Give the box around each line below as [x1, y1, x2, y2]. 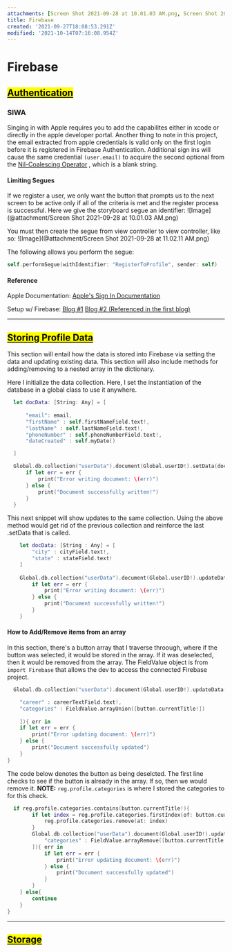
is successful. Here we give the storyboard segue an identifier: [7, 206, 186, 215]
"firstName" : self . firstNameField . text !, [25, 418, 150, 425]
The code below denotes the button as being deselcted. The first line [7, 769, 204, 777]
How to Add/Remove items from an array [7, 628, 126, 637]
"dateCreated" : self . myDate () [25, 438, 116, 444]
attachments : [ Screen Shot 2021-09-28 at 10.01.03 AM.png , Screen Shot [7, 10, 217, 17]
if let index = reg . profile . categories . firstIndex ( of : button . [32, 811, 218, 818]
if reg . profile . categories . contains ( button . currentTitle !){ [13, 805, 190, 812]
